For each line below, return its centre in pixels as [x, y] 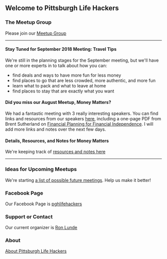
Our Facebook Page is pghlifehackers [43, 204]
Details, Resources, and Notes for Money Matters [57, 141]
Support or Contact [29, 217]
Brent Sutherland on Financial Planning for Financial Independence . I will [79, 124]
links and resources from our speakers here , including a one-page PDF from [83, 119]
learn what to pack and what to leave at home [59, 86]
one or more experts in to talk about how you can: [56, 65]
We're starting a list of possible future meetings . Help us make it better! [78, 180]
